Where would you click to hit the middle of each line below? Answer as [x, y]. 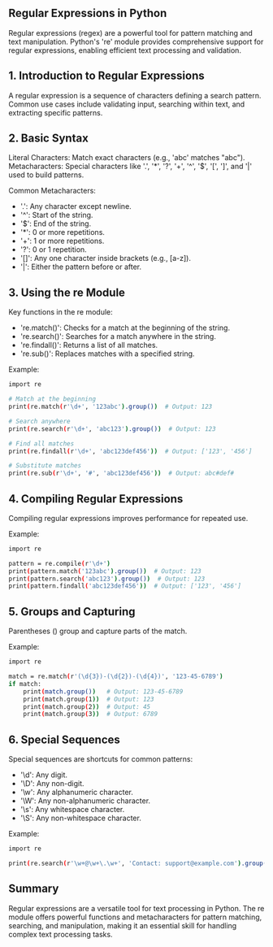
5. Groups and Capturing [72, 612]
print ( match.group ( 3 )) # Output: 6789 [91, 715]
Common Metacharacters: [52, 191]
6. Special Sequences [64, 739]
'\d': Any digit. [43, 775]
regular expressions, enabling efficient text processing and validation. [125, 50]
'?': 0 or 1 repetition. [53, 250]
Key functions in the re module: [61, 312]
